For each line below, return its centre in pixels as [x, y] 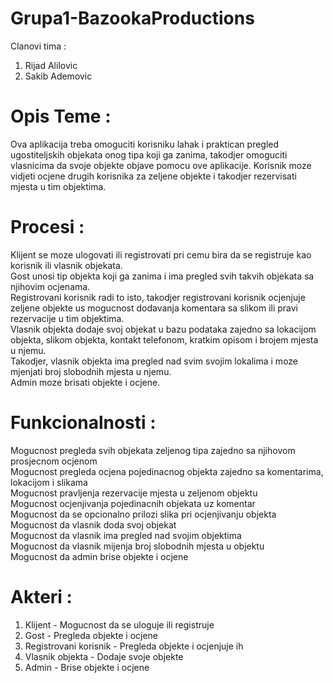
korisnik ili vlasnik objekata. [66, 265]
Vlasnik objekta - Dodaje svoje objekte [104, 656]
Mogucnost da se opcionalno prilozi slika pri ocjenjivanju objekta [143, 514]
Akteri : [41, 596]
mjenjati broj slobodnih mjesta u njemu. [91, 371]
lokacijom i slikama [49, 482]
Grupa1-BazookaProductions [132, 18]
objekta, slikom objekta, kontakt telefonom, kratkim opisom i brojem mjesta [164, 339]
